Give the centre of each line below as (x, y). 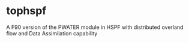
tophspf (26, 11)
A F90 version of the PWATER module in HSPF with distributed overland (95, 27)
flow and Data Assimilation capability (52, 33)
